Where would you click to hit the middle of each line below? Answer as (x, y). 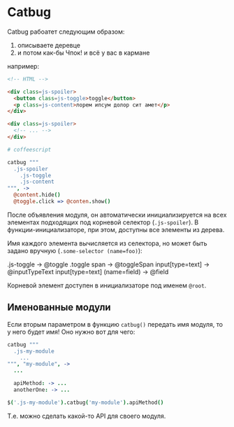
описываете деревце (49, 45)
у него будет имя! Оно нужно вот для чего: (71, 332)
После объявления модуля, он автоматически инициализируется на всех (117, 215)
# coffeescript (29, 149)
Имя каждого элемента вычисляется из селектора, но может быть (107, 243)
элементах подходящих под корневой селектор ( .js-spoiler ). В (103, 222)
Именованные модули (59, 307)
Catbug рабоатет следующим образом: (66, 32)
